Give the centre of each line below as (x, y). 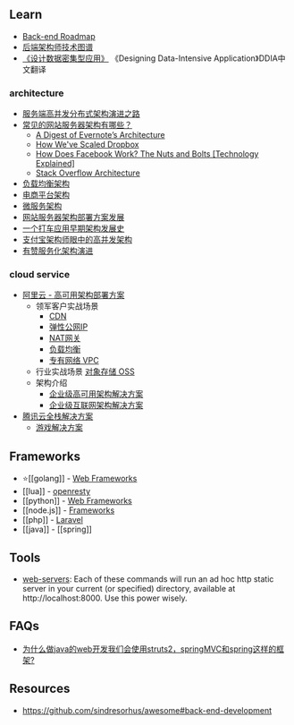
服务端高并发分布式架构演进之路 (81, 114)
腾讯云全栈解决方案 (58, 416)
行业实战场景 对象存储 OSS (85, 371)
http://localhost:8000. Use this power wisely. (105, 598)
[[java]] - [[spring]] (57, 529)
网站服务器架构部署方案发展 (73, 217)
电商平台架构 (46, 195)
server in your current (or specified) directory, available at (129, 589)
